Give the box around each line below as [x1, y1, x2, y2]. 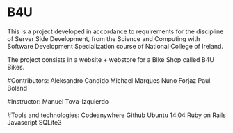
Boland [7, 84, 28, 92]
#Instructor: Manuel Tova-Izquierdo [7, 97, 109, 105]
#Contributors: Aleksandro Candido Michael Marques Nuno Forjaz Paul [7, 76, 211, 84]
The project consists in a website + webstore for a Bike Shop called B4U [7, 55, 214, 63]
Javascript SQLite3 [7, 118, 62, 126]
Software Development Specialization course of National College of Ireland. [7, 42, 224, 50]
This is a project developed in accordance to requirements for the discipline [7, 27, 224, 36]
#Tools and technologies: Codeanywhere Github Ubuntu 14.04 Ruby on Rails [7, 111, 226, 119]
